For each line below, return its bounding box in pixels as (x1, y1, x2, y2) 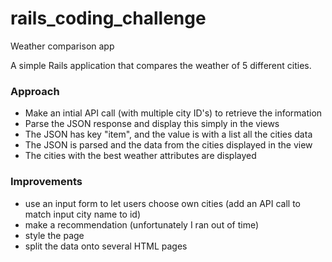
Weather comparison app (10, 40, 115, 52)
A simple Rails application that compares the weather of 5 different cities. (10, 59, 312, 71)
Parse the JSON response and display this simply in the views (24, 118, 280, 130)
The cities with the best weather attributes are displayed (24, 150, 257, 162)
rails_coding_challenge (10, 7, 207, 30)
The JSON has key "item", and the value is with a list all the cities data (24, 128, 313, 141)
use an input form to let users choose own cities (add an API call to (24, 197, 301, 209)
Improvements (10, 175, 83, 189)
